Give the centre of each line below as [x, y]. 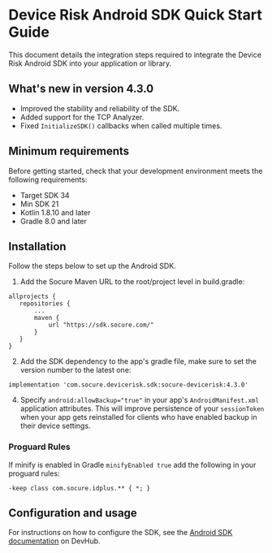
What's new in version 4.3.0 [81, 89]
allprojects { [32, 297]
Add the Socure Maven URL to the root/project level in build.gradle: [132, 282]
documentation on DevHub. [54, 541]
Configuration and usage [73, 513]
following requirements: [48, 179]
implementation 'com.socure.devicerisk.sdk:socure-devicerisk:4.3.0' [129, 385]
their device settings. [55, 426]
